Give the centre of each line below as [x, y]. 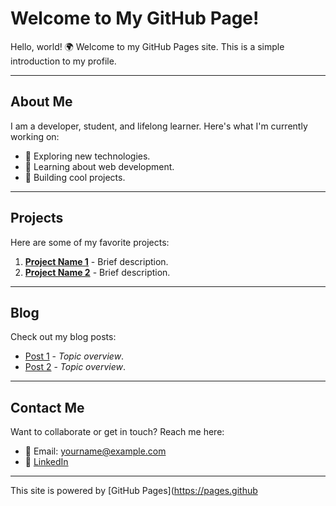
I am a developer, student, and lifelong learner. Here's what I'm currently [159, 126]
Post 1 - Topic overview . [74, 356]
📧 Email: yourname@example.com [95, 451]
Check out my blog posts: [63, 337]
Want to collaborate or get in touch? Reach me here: [117, 432]
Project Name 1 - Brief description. [96, 261]
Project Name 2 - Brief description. [97, 272]
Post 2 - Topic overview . [75, 367]
